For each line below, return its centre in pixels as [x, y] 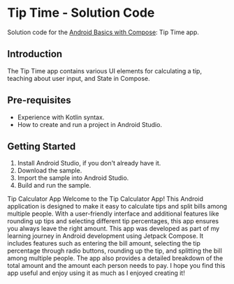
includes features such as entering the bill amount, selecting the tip [104, 244]
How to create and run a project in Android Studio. [90, 124]
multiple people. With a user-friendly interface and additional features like [113, 214]
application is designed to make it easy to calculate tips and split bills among [117, 207]
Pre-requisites [39, 100]
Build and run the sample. [54, 186]
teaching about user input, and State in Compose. [79, 78]
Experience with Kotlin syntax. [61, 117]
